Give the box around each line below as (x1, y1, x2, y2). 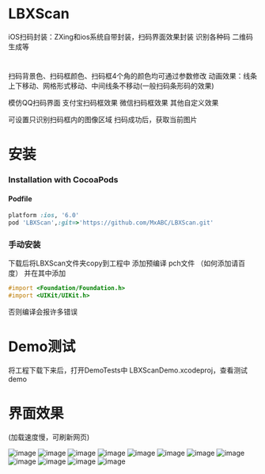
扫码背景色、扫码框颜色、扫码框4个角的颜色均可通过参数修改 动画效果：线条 (8, 71, 257, 81)
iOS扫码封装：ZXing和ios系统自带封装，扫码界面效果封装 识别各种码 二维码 (8, 32, 253, 41)
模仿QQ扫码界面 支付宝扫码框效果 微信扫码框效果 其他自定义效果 (8, 98, 219, 108)
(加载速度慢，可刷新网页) (8, 433, 90, 442)
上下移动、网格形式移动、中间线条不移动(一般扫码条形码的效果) (8, 81, 215, 91)
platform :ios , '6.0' (8, 212, 80, 220)
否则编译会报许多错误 (8, 307, 78, 317)
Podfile (8, 193, 32, 203)
